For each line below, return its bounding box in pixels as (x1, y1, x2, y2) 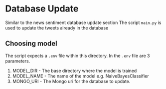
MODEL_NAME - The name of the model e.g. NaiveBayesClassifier (12, 73, 150, 79)
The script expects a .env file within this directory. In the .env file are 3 (5, 52, 150, 58)
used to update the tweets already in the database (5, 24, 109, 30)
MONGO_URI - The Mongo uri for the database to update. (12, 78, 131, 84)
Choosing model (5, 39, 57, 48)
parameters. (5, 58, 30, 64)
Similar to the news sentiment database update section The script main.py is (5, 19, 162, 25)
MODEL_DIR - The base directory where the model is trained (12, 67, 137, 73)
